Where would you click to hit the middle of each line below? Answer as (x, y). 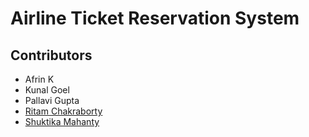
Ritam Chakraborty (63, 111)
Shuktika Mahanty (62, 121)
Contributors (51, 55)
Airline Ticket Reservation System (155, 18)
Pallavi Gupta (52, 100)
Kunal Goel (47, 90)
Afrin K (39, 79)
